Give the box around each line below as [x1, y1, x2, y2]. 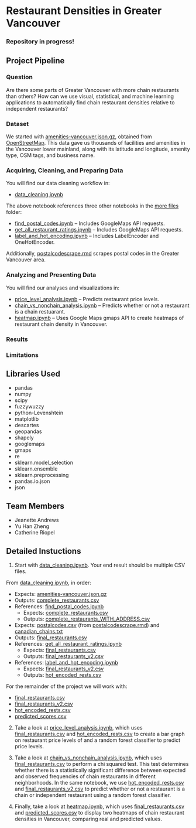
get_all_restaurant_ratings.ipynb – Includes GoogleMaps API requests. [14, 226, 183, 233]
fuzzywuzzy [14, 403, 44, 410]
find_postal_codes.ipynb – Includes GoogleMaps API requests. [14, 220, 165, 227]
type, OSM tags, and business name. [6, 152, 95, 159]
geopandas [14, 428, 42, 435]
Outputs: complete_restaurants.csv [14, 597, 99, 604]
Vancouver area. [6, 256, 46, 263]
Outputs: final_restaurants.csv [14, 634, 87, 641]
